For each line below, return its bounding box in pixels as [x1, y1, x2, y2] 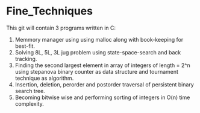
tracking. [14, 55, 37, 62]
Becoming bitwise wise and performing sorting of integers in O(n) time [14, 94, 190, 101]
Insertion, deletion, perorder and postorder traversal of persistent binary [14, 80, 194, 88]
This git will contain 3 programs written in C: [6, 24, 116, 31]
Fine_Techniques [6, 4, 93, 18]
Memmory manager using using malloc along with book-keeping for [14, 36, 184, 43]
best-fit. [14, 42, 35, 50]
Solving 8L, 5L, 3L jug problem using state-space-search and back [14, 48, 181, 56]
